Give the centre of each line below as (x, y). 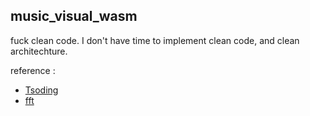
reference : (33, 70)
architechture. (39, 51)
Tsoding (41, 90)
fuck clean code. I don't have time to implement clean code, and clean (155, 40)
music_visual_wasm (74, 16)
